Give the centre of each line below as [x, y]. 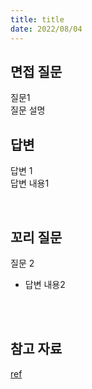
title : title [37, 19]
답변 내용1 [30, 183]
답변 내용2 [45, 284]
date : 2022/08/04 [46, 29]
